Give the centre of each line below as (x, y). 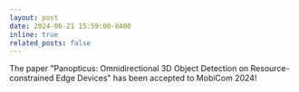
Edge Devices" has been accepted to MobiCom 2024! (156, 78)
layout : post (34, 18)
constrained (32, 78)
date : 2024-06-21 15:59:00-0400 (70, 26)
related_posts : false (50, 43)
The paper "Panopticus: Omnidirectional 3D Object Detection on (129, 69)
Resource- (270, 69)
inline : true (34, 34)
